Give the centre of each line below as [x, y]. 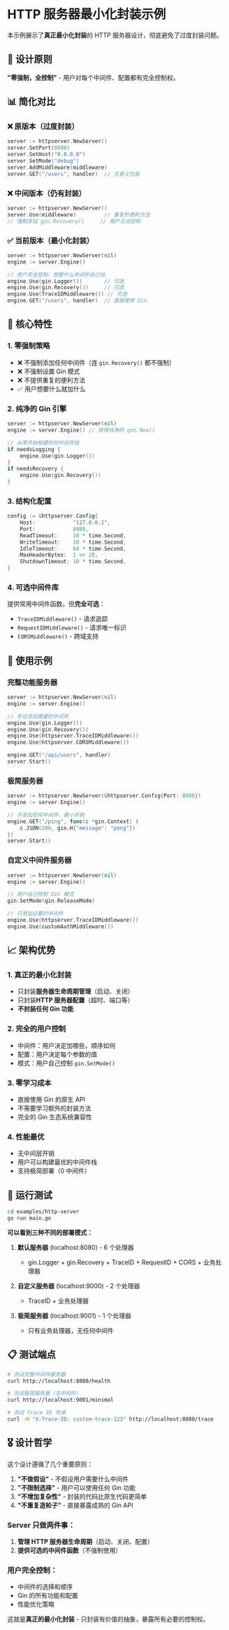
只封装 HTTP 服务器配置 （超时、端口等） [75, 1000]
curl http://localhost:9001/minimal [60, 1400]
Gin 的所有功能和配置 [47, 1596]
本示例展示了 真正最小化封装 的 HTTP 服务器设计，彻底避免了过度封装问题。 [115, 35]
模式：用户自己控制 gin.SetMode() [66, 1063]
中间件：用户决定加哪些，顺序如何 [66, 1045]
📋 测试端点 [32, 1355]
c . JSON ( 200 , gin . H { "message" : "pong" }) [78, 828]
